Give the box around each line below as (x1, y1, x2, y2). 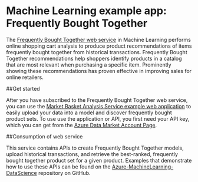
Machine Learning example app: (6, 4, 167, 18)
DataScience (6, 169, 37, 176)
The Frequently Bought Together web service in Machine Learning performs (6, 36, 192, 43)
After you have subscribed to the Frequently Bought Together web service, (6, 96, 188, 104)
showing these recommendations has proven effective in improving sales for (6, 67, 192, 74)
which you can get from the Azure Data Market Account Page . (6, 121, 157, 128)
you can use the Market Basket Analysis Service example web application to (6, 102, 192, 110)
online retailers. (6, 74, 44, 81)
